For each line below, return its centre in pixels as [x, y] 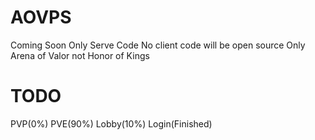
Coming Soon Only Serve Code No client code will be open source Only [158, 45]
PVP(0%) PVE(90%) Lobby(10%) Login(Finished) [111, 123]
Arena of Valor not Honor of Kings [80, 55]
